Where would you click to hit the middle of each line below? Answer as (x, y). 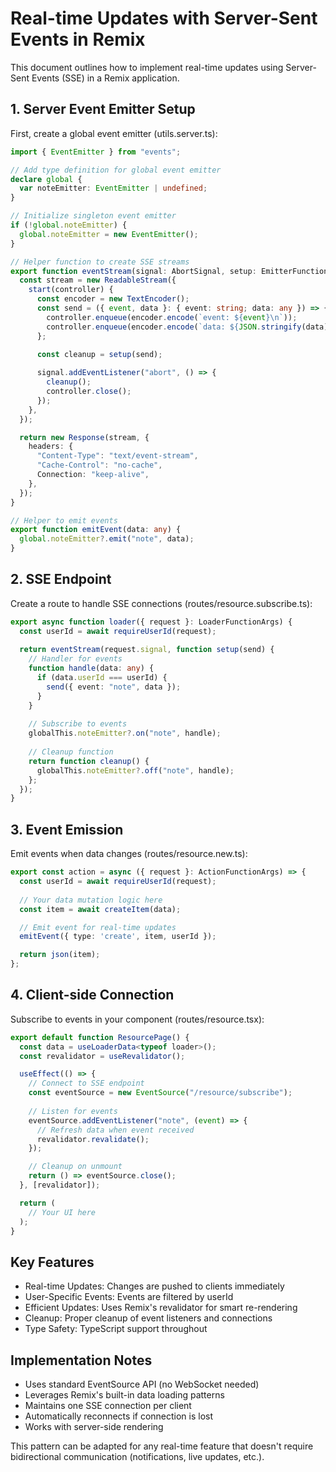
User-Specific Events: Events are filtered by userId (129, 1297)
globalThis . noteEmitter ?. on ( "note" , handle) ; (125, 733)
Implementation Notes (81, 1360)
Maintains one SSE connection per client (108, 1406)
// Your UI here (62, 1212)
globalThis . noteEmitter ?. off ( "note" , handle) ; (135, 770)
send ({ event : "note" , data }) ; (114, 687)
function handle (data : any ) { (91, 668)
